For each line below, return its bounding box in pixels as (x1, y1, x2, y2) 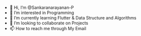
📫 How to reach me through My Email (9, 26, 87, 31)
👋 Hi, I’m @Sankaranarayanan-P (9, 5, 74, 10)
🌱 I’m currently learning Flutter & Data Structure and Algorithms (9, 15, 137, 20)
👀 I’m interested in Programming (9, 10, 74, 16)
